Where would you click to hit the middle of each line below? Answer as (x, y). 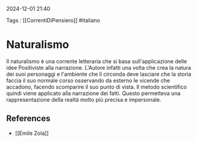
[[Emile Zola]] (32, 133)
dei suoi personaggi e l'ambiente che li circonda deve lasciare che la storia (99, 74)
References (28, 119)
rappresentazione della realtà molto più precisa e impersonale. (84, 99)
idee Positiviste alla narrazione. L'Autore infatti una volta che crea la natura (99, 67)
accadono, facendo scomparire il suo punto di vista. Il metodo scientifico (97, 87)
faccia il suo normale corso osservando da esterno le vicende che (88, 80)
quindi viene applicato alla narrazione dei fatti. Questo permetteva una (93, 93)
